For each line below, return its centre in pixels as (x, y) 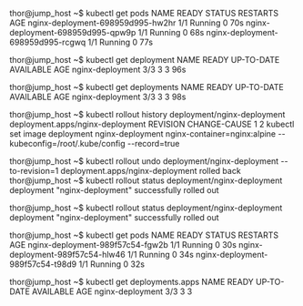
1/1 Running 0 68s (171, 32)
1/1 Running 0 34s (160, 255)
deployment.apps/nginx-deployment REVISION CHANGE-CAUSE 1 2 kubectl (152, 124)
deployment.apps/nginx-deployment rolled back (151, 171)
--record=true (153, 143)
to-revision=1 (34, 171)
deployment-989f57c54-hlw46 (67, 255)
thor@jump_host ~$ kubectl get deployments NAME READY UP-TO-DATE (146, 87)
